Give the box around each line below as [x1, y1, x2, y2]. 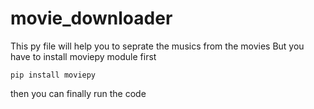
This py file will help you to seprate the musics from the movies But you [10, 40, 305, 52]
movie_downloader [10, 7, 173, 30]
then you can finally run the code [10, 87, 147, 99]
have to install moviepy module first [10, 50, 157, 62]
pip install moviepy [10, 70, 97, 80]
